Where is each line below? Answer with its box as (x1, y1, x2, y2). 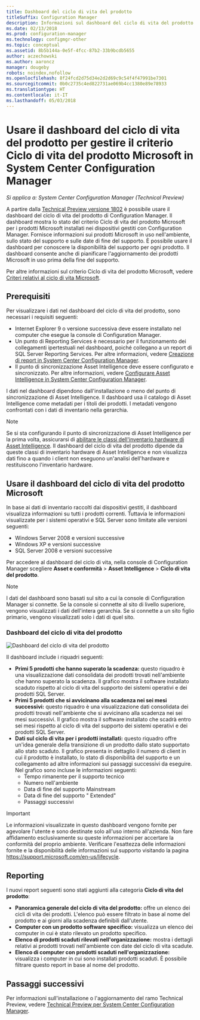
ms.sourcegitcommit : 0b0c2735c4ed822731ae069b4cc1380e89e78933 (6, 81, 167, 87)
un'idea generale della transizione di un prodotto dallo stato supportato (14, 741, 190, 748)
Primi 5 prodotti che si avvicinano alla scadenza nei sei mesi (14, 697, 167, 704)
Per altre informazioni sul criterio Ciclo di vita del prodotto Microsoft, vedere (6, 268, 193, 275)
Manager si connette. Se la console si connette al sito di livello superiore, (6, 601, 186, 608)
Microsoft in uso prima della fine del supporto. (6, 256, 120, 263)
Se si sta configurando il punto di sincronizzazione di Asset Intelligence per (6, 429, 191, 437)
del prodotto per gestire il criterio (6, 136, 174, 149)
